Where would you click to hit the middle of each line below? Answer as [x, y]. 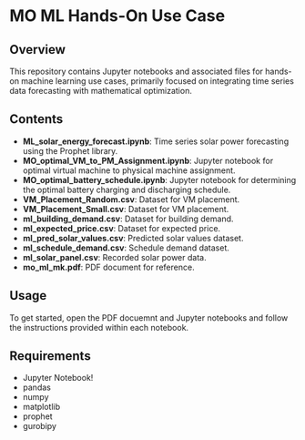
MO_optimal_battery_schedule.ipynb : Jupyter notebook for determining [159, 179]
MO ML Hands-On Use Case [117, 16]
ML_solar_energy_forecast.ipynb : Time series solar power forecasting [156, 141]
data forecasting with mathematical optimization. [101, 91]
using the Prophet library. [70, 150]
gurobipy [40, 426]
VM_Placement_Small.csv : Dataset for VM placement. [126, 209]
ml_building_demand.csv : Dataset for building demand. [128, 219]
